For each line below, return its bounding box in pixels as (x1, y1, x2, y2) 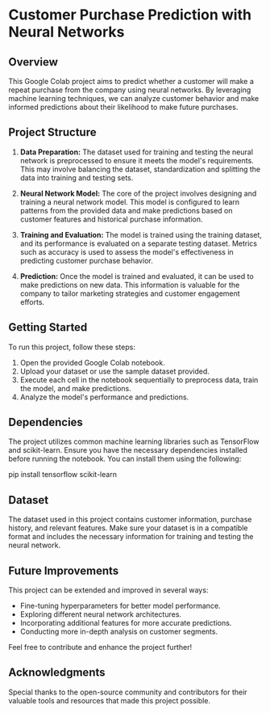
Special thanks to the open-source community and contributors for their (8, 687, 247, 697)
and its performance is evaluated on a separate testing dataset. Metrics (19, 238, 258, 248)
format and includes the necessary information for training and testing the (8, 532, 254, 542)
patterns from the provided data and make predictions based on (19, 205, 233, 215)
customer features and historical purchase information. (19, 214, 203, 224)
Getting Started (8, 321, 88, 335)
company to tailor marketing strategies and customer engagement (19, 289, 240, 298)
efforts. (19, 297, 45, 306)
